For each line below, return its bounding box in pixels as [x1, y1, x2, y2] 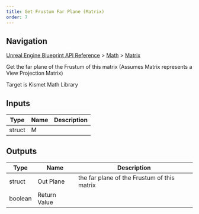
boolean [9, 194, 32, 202]
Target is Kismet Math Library [6, 81, 78, 88]
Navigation [6, 36, 47, 46]
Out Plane [37, 177, 65, 186]
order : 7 [6, 14, 28, 20]
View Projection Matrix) [6, 69, 63, 77]
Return [37, 190, 56, 199]
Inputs [6, 98, 31, 108]
